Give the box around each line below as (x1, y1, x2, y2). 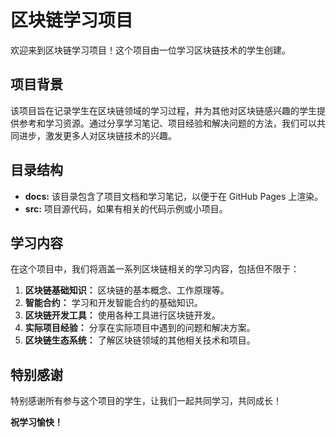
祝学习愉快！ (10, 416, 63, 428)
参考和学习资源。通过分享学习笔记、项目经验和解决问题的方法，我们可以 (18, 117, 317, 129)
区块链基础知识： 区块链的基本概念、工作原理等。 (24, 284, 230, 296)
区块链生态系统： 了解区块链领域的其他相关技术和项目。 (24, 334, 256, 346)
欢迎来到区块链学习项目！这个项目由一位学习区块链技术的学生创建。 (10, 44, 291, 56)
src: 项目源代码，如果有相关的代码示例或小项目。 (24, 202, 228, 215)
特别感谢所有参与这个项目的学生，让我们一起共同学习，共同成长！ (10, 395, 282, 407)
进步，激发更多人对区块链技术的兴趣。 (18, 129, 177, 141)
